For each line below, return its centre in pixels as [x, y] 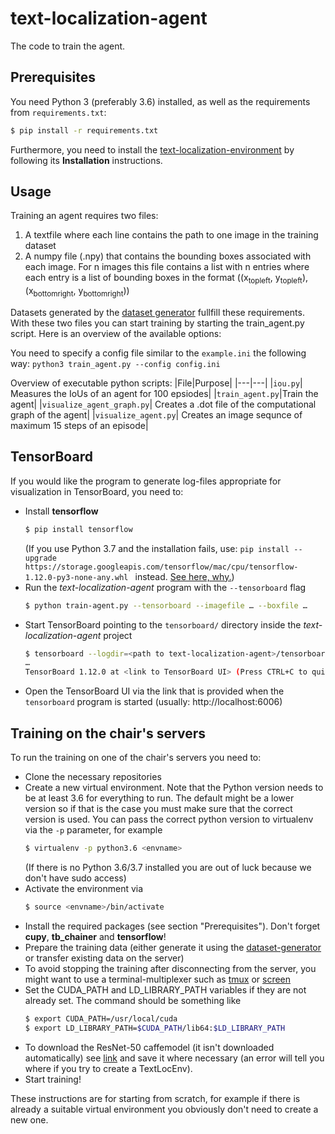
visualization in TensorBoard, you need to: [97, 491]
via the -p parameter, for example [93, 830]
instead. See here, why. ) [184, 576]
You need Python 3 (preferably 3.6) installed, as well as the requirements [160, 101]
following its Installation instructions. [86, 160]
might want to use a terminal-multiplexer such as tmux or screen [158, 979]
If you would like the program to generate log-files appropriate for [146, 481]
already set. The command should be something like [133, 1000]
